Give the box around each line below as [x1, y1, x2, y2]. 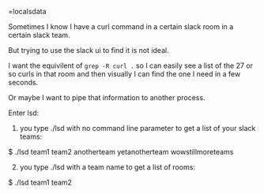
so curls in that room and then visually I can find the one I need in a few [8, 69, 241, 78]
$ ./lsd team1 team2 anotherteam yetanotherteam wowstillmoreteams [8, 147, 234, 156]
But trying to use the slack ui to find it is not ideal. [8, 46, 169, 54]
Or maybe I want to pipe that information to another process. [8, 93, 206, 102]
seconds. [8, 78, 39, 87]
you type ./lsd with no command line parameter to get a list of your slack [19, 124, 256, 132]
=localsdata [8, 7, 47, 16]
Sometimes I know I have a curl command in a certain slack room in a [8, 22, 234, 31]
